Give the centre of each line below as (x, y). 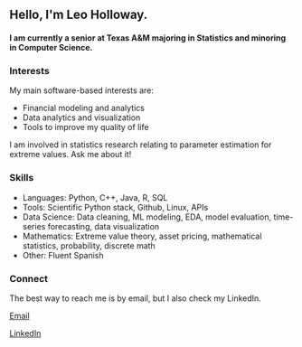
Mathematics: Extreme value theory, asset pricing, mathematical (142, 236)
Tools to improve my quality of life (85, 127)
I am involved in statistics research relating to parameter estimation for (141, 145)
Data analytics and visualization (81, 117)
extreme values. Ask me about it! (71, 155)
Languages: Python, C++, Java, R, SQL (95, 197)
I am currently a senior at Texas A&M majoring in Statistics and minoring (148, 38)
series (34, 226)
